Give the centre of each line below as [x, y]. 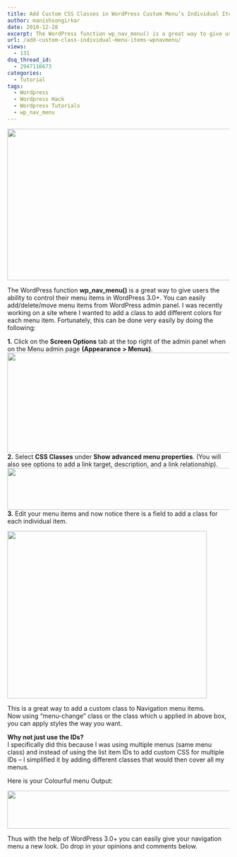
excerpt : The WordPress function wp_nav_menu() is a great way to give [115, 34]
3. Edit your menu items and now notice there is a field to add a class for [113, 514]
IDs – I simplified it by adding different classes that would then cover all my [116, 760]
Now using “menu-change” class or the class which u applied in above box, [117, 716]
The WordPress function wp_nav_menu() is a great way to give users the [114, 290]
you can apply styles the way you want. [65, 723]
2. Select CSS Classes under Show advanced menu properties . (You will [114, 456]
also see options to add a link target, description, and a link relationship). [113, 464]
